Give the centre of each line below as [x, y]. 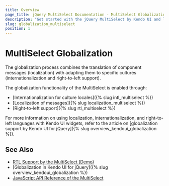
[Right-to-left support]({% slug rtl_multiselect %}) [64, 108]
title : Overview [22, 10]
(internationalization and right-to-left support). [53, 78]
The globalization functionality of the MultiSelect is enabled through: [76, 88]
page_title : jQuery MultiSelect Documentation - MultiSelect [71, 15]
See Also [19, 150]
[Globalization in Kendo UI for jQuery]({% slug [60, 167]
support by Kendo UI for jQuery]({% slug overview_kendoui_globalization [81, 129]
